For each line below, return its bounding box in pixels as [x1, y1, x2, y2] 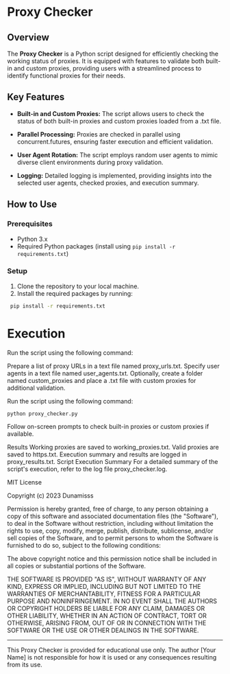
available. [7, 430, 34, 438]
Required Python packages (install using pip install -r [16, 242, 176, 251]
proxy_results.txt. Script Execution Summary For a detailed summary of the [7, 458, 218, 466]
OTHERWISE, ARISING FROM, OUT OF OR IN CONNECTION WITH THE [7, 619, 207, 627]
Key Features [7, 91, 65, 103]
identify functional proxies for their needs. [7, 71, 125, 80]
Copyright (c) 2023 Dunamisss [7, 491, 94, 500]
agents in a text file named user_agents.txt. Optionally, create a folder [7, 369, 203, 377]
